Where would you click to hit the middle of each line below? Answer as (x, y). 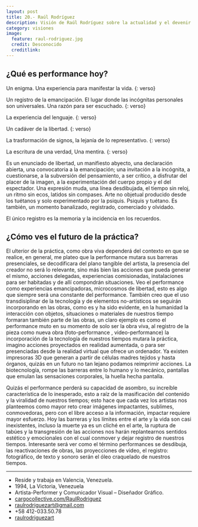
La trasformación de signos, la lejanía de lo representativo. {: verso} (88, 140)
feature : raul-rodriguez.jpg (47, 39)
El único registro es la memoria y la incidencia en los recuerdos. (83, 218)
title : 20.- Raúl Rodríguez (41, 17)
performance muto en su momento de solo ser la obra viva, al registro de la (98, 326)
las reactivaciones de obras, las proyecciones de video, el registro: (87, 451)
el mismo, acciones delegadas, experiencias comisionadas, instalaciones (95, 276)
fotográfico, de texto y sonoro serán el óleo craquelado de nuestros (88, 457)
